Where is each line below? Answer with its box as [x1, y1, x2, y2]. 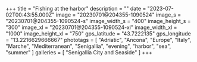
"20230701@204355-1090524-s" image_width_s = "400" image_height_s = [5, 18, 191, 24]
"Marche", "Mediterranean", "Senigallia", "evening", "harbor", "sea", [5, 43, 171, 50]
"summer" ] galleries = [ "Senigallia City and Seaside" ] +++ [5, 49, 152, 56]
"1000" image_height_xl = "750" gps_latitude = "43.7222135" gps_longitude [5, 30, 191, 37]
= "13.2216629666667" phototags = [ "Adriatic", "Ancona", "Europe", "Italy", [5, 37, 192, 43]
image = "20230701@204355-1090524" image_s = [55, 11, 182, 18]
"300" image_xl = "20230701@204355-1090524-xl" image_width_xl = [5, 24, 177, 31]
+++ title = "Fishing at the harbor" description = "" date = [5, 5, 146, 12]
